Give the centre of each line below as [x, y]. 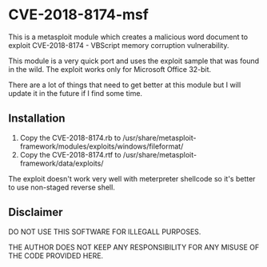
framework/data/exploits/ [62, 163]
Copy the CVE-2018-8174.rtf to [70, 154]
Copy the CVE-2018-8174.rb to [70, 137]
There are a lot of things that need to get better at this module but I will [125, 85]
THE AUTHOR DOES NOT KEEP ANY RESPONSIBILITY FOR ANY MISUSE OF [134, 247]
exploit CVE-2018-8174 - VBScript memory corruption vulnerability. [119, 45]
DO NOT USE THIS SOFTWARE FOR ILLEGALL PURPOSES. [105, 231]
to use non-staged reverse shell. [62, 187]
